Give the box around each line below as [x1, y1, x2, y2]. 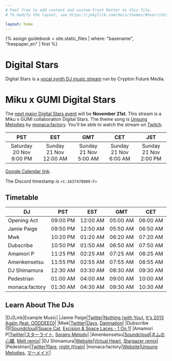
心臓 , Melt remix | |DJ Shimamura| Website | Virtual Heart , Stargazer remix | [5, 337, 159, 344]
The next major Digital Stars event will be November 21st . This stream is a [5, 111, 162, 117]
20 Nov [12, 149, 31, 156]
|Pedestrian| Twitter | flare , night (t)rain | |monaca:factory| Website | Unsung [5, 344, 158, 350]
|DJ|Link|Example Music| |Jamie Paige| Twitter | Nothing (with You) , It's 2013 [5, 314, 164, 321]
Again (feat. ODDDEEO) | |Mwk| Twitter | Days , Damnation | [5, 320, 124, 326]
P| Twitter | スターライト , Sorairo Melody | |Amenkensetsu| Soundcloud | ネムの [5, 331, 165, 337]
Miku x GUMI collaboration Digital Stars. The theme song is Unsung [5, 116, 147, 122]
